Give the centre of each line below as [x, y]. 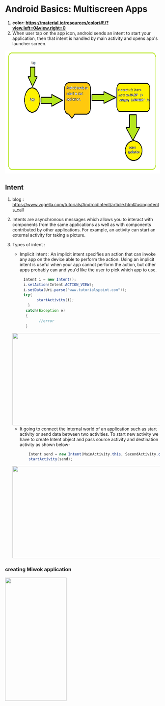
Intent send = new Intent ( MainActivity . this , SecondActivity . [94, 454]
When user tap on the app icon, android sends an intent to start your [81, 33]
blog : [18, 199]
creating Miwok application [38, 570]
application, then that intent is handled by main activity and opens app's [85, 38]
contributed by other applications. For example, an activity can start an [84, 229]
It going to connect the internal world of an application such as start [88, 429]
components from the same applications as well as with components [82, 225]
